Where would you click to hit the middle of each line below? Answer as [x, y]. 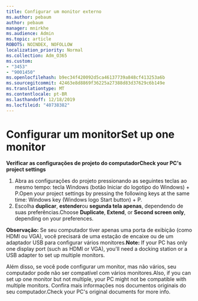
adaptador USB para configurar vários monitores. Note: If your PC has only [97, 242]
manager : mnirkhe [27, 28]
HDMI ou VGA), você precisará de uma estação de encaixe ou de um [90, 237]
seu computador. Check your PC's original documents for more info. [88, 292]
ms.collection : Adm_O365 [37, 56]
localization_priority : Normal [45, 50]
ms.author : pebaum [29, 17]
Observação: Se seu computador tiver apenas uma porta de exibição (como [99, 230]
